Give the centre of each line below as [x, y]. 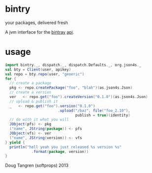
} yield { [15, 142]
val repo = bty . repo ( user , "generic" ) [45, 74]
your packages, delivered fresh [37, 23]
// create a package [30, 83]
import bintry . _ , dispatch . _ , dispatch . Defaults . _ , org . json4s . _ [73, 65]
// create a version [30, 92]
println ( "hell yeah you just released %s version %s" [65, 147]
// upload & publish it [34, 101]
